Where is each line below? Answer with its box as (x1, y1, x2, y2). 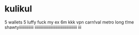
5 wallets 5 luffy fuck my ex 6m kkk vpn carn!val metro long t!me (4, 19, 134, 25)
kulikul (4, 3, 33, 14)
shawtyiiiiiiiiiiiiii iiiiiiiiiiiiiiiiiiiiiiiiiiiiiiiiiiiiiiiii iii (4, 24, 82, 30)
